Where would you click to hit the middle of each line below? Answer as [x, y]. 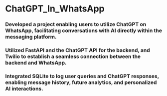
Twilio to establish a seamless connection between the [73, 56]
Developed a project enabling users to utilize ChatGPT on [76, 24]
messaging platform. [31, 37]
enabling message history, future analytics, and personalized [81, 82]
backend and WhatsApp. [36, 63]
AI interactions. [24, 88]
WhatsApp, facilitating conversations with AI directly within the [84, 30]
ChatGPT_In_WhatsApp [55, 9]
